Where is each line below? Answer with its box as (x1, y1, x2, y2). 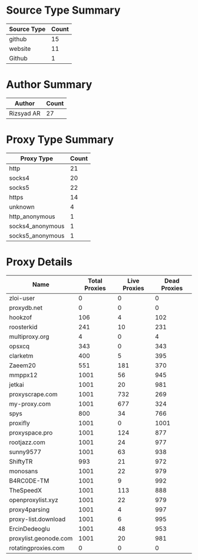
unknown (9, 202, 35, 211)
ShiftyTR (9, 457, 33, 465)
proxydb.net (9, 303, 43, 312)
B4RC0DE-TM (9, 477, 49, 485)
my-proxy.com (9, 400, 51, 408)
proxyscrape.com (9, 390, 58, 398)
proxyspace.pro (9, 428, 53, 436)
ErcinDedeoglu (9, 525, 50, 533)
